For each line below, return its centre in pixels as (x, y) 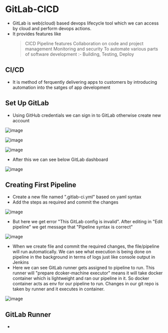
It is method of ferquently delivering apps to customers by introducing (85, 82)
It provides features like (37, 34)
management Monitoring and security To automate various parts (92, 49)
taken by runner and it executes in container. (58, 289)
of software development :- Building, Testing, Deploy (79, 54)
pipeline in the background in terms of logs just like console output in (84, 257)
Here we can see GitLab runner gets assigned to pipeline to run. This (83, 268)
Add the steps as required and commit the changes (65, 202)
